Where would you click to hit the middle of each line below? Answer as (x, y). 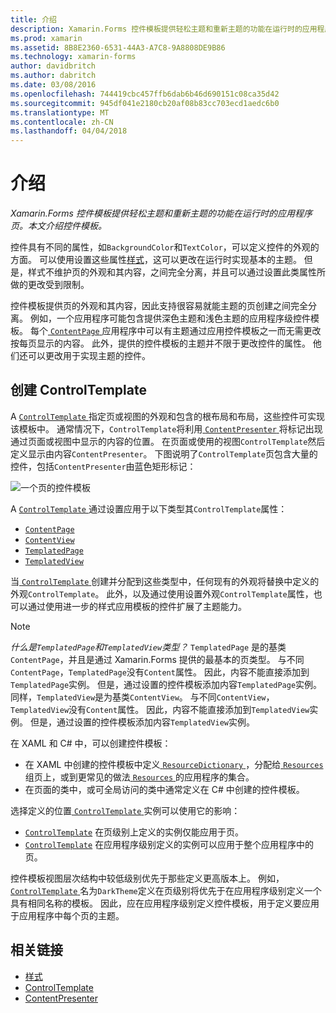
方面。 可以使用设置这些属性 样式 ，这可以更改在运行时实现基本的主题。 (156, 260)
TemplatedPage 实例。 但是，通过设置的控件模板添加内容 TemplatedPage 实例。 (166, 684)
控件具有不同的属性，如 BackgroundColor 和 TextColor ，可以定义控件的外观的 (165, 247)
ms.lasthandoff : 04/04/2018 (69, 131)
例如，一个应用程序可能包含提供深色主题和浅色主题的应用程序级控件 (170, 318)
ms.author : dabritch (53, 76)
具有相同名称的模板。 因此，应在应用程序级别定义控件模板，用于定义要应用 (165, 903)
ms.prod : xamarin (46, 38)
